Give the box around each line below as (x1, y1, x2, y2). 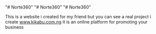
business (5, 24, 24, 30)
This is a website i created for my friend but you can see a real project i (5, 14, 151, 19)
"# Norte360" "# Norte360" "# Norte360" (5, 4, 91, 10)
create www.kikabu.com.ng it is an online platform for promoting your (5, 19, 148, 25)
